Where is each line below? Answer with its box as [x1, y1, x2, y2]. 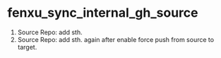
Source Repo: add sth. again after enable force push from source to [17, 35, 214, 43]
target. [17, 43, 37, 51]
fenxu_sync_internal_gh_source [7, 5, 198, 21]
